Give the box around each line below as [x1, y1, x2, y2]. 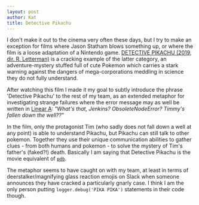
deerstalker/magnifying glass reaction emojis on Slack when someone [7, 173, 180, 180]
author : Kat [7, 14, 36, 20]
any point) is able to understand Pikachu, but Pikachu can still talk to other [7, 129, 190, 137]
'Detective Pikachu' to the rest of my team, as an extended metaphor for [7, 92, 185, 100]
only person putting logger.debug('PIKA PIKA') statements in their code [7, 186, 185, 193]
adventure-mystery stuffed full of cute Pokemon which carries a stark [7, 62, 179, 69]
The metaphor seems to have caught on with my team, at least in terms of [7, 167, 189, 174]
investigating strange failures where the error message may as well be [7, 99, 180, 106]
